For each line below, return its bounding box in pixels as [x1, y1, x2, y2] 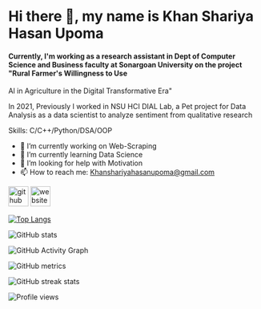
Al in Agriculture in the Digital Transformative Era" [8, 86, 172, 96]
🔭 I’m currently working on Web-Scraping [19, 141, 158, 151]
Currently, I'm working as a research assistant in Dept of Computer [8, 51, 236, 61]
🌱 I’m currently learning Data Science [19, 150, 143, 160]
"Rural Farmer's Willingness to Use [8, 68, 128, 78]
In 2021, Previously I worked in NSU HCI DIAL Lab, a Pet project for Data [8, 102, 247, 112]
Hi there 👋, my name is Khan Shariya [8, 7, 254, 26]
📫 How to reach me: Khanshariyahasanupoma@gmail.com [19, 168, 215, 177]
